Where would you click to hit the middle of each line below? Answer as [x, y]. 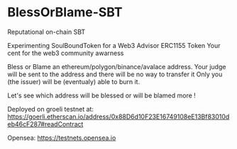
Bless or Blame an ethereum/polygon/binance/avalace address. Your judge [117, 66]
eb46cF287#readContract [45, 124]
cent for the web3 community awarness [66, 53]
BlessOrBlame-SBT [65, 12]
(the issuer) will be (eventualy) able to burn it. [74, 81]
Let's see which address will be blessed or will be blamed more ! [102, 95]
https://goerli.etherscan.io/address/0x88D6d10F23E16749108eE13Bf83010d [118, 117]
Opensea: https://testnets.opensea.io [62, 138]
